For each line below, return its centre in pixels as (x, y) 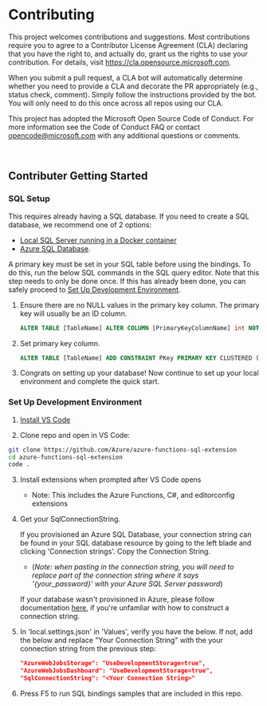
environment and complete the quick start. (89, 381)
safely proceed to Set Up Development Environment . (94, 290)
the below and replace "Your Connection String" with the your (121, 641)
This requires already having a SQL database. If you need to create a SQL (129, 216)
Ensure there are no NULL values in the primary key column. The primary (139, 305)
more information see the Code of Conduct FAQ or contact (104, 127)
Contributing (51, 15)
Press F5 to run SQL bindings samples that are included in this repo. (131, 693)
